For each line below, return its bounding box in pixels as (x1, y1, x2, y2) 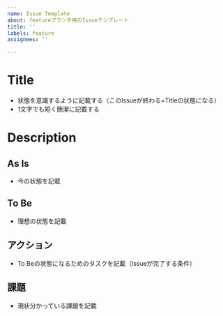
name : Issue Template (7, 10, 70, 17)
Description (7, 130, 77, 146)
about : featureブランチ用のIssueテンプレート (7, 17, 129, 24)
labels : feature (7, 29, 54, 37)
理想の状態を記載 (17, 217, 67, 225)
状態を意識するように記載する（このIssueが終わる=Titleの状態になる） (17, 96, 221, 105)
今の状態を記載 (17, 177, 61, 186)
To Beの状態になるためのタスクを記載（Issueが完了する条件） (17, 259, 197, 267)
